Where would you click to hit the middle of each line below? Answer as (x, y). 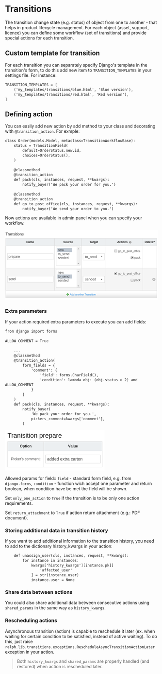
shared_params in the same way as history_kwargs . (55, 608)
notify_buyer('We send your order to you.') (68, 209)
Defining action (29, 115)
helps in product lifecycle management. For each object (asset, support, (77, 27)
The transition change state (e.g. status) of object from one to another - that (81, 22)
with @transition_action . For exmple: (42, 131)
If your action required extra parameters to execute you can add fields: (76, 321)
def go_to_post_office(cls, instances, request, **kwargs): (76, 204)
